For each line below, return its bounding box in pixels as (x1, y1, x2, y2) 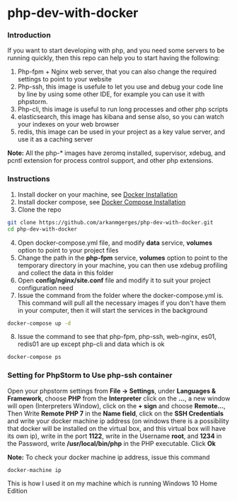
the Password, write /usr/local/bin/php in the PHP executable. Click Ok (7, 439, 216, 447)
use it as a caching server (17, 135, 93, 144)
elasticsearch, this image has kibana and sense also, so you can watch (17, 113, 224, 121)
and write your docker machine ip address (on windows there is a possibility (7, 416, 230, 425)
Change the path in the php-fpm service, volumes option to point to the (17, 253, 228, 262)
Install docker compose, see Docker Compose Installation (17, 197, 186, 206)
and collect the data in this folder (17, 268, 114, 277)
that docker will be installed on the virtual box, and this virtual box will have (7, 424, 226, 432)
